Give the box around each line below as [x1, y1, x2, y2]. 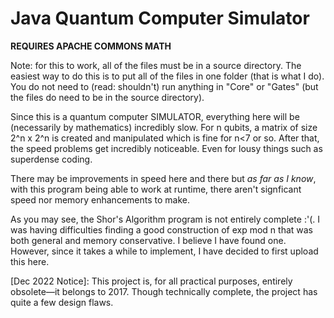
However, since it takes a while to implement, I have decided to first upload [10, 245, 319, 257]
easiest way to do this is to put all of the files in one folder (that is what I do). [10, 70, 325, 82]
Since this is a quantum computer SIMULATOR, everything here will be [10, 110, 300, 122]
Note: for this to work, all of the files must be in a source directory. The [10, 59, 302, 71]
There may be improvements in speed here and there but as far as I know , [10, 172, 317, 184]
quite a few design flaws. [10, 296, 114, 308]
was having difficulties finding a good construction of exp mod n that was [10, 223, 314, 236]
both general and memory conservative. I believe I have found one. [10, 234, 287, 246]
